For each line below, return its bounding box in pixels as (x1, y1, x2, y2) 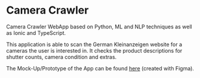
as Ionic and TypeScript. (6, 29, 66, 36)
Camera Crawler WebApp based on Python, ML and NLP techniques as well (6, 23, 192, 30)
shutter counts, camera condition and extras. (6, 53, 117, 60)
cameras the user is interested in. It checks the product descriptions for (6, 47, 183, 54)
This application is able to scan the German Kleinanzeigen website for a (6, 41, 183, 48)
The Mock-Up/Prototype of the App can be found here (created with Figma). (6, 64, 194, 71)
